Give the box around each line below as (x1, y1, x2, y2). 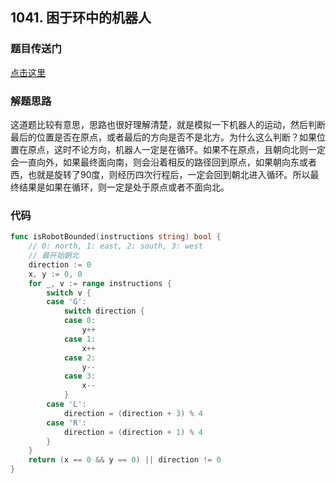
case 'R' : (46, 418, 87, 428)
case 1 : (63, 334, 97, 344)
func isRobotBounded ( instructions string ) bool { (10, 232, 222, 242)
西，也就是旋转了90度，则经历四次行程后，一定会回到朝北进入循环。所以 (10, 168, 311, 180)
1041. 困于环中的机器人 (10, 9, 152, 27)
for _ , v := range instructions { (28, 278, 172, 288)
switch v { (46, 288, 92, 298)
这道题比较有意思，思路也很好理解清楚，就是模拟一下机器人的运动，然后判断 (10, 118, 326, 130)
